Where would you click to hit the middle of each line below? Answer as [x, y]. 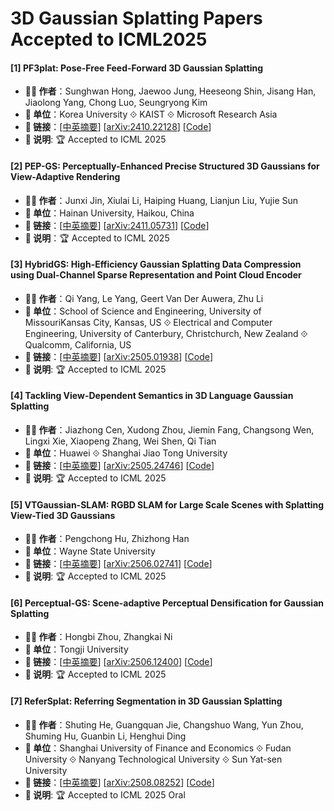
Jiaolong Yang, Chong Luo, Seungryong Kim [116, 103]
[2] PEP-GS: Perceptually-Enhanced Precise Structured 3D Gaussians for [165, 166]
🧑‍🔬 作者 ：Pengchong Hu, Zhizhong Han [107, 539]
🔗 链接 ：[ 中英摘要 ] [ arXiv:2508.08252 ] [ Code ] [119, 782]
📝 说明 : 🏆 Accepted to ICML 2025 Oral [105, 794]
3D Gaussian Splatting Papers [136, 18]
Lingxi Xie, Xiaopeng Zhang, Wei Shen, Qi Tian [120, 441]
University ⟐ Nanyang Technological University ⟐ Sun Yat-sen [153, 759]
